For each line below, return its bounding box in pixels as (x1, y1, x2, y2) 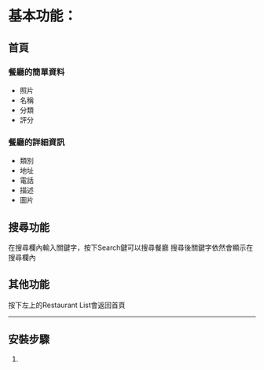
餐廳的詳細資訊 (8, 137, 65, 148)
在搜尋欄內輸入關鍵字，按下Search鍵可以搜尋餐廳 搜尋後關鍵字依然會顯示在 (8, 243, 254, 252)
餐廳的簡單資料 (8, 66, 65, 77)
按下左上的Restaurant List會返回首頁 (8, 300, 126, 310)
